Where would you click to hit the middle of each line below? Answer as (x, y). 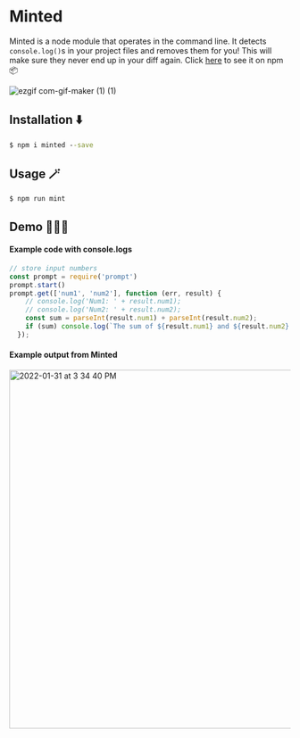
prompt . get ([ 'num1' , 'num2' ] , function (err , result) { (115, 293)
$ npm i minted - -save (51, 145)
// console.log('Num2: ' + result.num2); (103, 310)
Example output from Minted (63, 355)
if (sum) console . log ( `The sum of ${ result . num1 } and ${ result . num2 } (158, 327)
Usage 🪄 (35, 174)
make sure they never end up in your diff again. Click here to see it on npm (146, 60)
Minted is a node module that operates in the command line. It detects (138, 41)
